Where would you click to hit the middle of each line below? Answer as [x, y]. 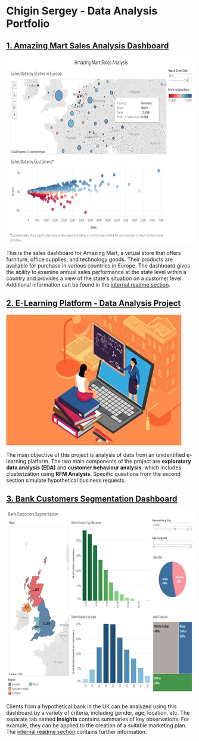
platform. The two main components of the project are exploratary [110, 461]
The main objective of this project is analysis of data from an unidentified [96, 454]
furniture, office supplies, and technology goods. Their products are [89, 259]
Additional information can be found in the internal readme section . [88, 285]
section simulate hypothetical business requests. [66, 480]
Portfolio [28, 24]
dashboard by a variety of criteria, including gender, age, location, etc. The [98, 712]
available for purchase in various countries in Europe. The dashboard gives [98, 266]
